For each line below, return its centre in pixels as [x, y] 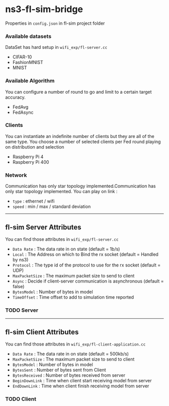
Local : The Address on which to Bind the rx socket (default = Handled [85, 254]
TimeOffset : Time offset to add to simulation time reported [73, 297]
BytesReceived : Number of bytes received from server [69, 375]
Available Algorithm [30, 81]
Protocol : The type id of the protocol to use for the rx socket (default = [87, 265]
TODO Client [21, 399]
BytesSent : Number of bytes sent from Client [59, 370]
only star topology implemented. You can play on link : [61, 191]
